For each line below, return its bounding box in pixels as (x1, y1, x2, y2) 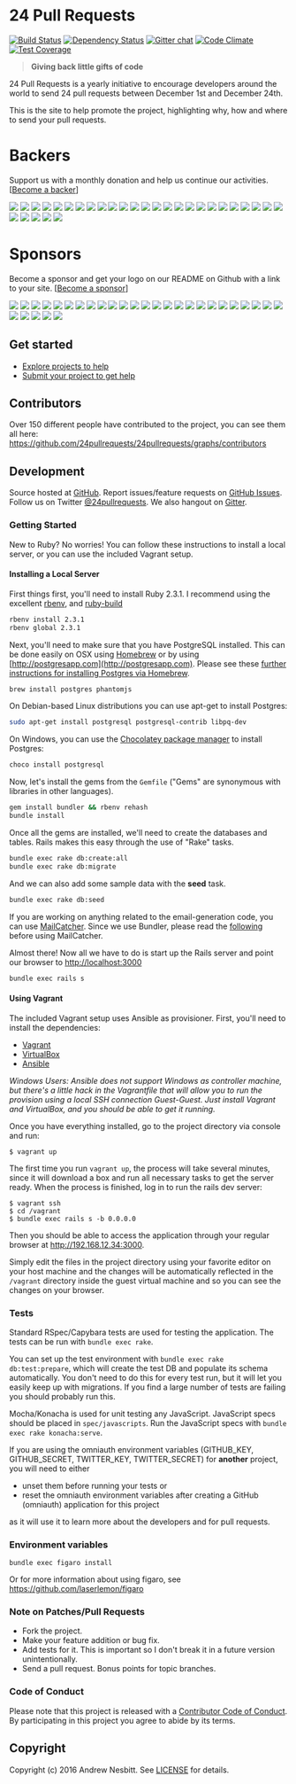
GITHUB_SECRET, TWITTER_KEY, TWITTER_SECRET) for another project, (9, 1453, 278, 1464)
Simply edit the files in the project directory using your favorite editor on (9, 1256, 271, 1267)
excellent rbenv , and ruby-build (9, 597, 124, 608)
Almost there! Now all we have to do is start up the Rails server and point (9, 947, 274, 958)
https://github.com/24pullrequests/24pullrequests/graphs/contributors (9, 438, 267, 448)
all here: (9, 429, 39, 440)
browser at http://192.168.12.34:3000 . (9, 1239, 145, 1250)
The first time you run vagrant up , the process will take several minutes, (9, 1163, 271, 1173)
